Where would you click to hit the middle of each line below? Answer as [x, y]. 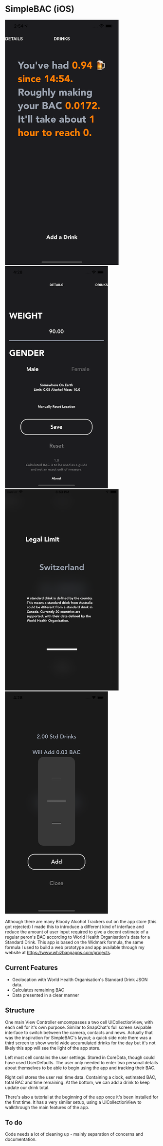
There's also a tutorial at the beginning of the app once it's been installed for [82, 1097]
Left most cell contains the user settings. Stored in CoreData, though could [80, 1057]
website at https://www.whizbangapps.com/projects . [58, 952]
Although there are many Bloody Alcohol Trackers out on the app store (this [81, 921]
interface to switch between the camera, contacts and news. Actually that [79, 1032]
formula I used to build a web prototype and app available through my [75, 947]
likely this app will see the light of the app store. [53, 1048]
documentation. [21, 1139]
